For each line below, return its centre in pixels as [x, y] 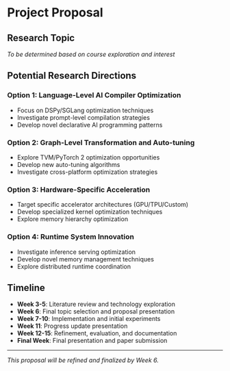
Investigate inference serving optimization [76, 252]
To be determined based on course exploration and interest [91, 54]
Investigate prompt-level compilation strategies [84, 117]
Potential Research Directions [72, 76]
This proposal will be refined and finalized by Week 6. [83, 360]
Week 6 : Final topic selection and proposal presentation [96, 311]
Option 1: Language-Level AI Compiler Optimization [94, 95]
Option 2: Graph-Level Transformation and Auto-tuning [101, 142]
